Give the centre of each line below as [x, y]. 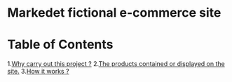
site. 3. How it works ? [38, 72]
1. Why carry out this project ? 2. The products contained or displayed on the [116, 64]
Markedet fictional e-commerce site [114, 13]
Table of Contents [60, 45]
